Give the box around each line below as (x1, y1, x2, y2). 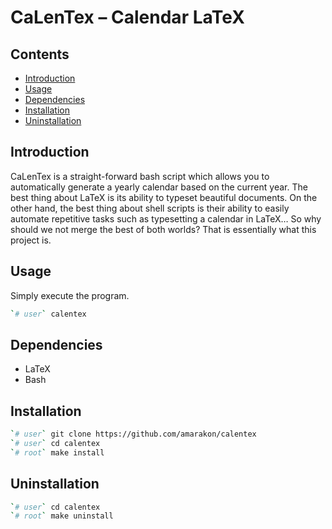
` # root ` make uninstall (10, 511, 114, 521)
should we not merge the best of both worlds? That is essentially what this (10, 223, 317, 235)
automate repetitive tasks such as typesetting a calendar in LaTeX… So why (10, 212, 322, 225)
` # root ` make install (10, 447, 105, 458)
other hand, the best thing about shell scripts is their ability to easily (10, 202, 290, 214)
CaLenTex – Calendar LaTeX (10, 6, 245, 29)
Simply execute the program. (10, 289, 130, 301)
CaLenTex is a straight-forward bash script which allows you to (10, 170, 270, 182)
